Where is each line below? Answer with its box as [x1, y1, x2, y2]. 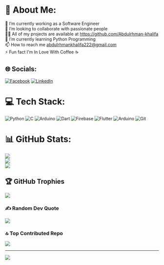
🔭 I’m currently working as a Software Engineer [5, 21, 100, 26]
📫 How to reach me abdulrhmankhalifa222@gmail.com [5, 42, 117, 47]
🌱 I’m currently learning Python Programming [5, 36, 96, 42]
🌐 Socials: [5, 65, 37, 73]
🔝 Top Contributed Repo [5, 230, 63, 237]
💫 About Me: [5, 4, 57, 16]
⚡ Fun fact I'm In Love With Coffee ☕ [5, 49, 79, 55]
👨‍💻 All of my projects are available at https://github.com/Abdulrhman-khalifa [5, 31, 159, 37]
